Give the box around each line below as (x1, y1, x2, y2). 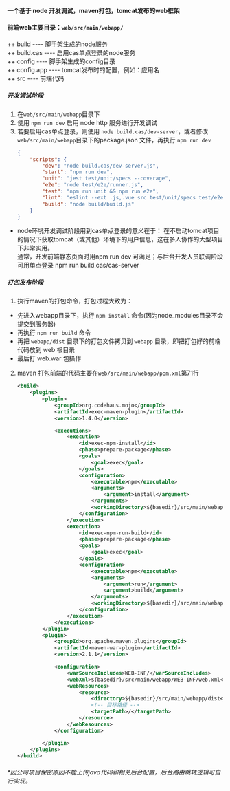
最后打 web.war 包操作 (16, 354, 82, 362)
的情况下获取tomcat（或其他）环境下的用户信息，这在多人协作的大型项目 (16, 235, 224, 243)
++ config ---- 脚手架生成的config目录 (7, 57, 115, 65)
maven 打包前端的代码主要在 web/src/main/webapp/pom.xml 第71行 (16, 369, 199, 378)
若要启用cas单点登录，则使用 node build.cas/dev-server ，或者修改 (16, 127, 209, 136)
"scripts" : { (30, 155, 67, 163)
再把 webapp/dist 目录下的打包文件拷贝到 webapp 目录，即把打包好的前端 (16, 337, 221, 345)
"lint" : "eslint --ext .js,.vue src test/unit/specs (42, 194, 196, 201)
